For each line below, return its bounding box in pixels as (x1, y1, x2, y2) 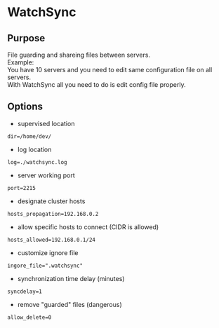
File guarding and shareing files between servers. (7, 50, 151, 59)
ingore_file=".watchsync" (7, 262, 83, 269)
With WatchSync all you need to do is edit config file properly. (7, 81, 186, 88)
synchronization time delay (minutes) (17, 274, 125, 282)
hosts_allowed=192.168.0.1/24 (7, 236, 96, 243)
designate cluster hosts (17, 197, 86, 205)
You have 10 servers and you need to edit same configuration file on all (7, 66, 213, 74)
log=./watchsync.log (7, 158, 68, 165)
